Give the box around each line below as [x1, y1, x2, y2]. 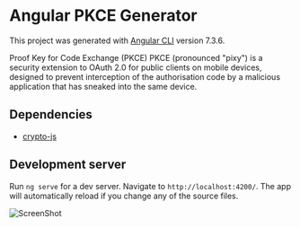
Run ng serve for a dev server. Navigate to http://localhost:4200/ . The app [9, 180, 292, 191]
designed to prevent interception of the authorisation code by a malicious [9, 71, 281, 82]
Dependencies [9, 107, 93, 122]
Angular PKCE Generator [9, 5, 198, 26]
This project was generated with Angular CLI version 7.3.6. [9, 35, 225, 46]
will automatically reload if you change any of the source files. [9, 190, 239, 201]
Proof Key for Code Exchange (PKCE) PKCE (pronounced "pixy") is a [9, 52, 263, 63]
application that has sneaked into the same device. [9, 81, 198, 92]
